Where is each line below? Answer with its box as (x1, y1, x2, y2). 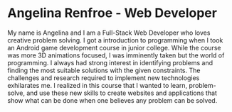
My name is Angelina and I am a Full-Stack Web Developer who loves (7, 28, 211, 37)
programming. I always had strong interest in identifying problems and (7, 58, 213, 67)
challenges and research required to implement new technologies (7, 73, 200, 82)
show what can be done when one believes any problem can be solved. (7, 96, 218, 104)
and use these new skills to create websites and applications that (26, 89, 217, 97)
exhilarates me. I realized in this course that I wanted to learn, (7, 81, 188, 89)
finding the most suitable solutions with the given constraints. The (7, 66, 201, 74)
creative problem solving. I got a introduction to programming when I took (7, 35, 223, 44)
